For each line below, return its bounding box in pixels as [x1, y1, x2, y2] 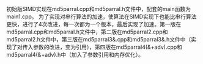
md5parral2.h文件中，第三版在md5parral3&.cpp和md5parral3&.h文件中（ [6, 36, 191, 43]
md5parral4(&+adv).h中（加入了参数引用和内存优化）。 [6, 51, 144, 58]
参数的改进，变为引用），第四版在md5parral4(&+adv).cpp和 [32, 43, 182, 51]
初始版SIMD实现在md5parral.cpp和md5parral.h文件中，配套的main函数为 [6, 5, 191, 12]
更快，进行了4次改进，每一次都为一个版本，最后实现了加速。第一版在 [6, 21, 182, 27]
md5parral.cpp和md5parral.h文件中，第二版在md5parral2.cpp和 [6, 28, 168, 35]
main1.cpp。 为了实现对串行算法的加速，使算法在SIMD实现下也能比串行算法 [6, 13, 197, 20]
